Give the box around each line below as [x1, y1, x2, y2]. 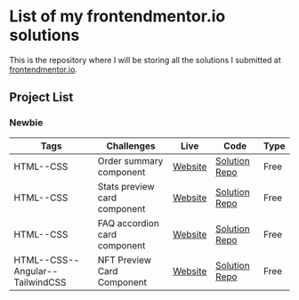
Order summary [97, 154, 164, 166]
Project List [9, 90, 74, 105]
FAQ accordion [97, 216, 160, 229]
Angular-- [13, 264, 59, 277]
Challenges [106, 140, 156, 152]
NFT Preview [97, 254, 152, 266]
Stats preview [97, 180, 155, 192]
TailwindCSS [13, 276, 67, 288]
